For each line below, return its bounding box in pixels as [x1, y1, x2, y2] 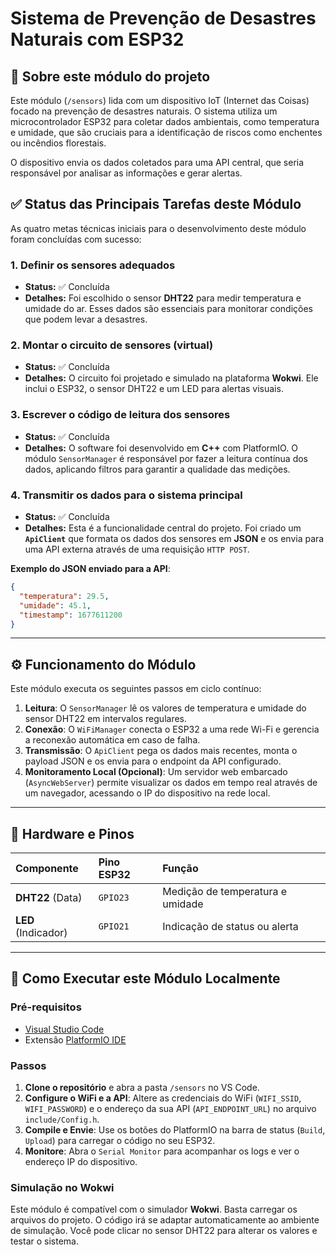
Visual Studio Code [24, 1023, 105, 1035]
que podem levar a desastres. [24, 313, 148, 326]
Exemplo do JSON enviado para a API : [10, 563, 171, 574]
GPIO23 [98, 892, 130, 903]
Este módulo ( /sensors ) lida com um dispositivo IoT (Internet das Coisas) [10, 95, 310, 106]
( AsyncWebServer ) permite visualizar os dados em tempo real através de [24, 777, 318, 789]
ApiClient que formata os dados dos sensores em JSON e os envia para [24, 533, 325, 544]
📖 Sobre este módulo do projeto [10, 68, 211, 85]
